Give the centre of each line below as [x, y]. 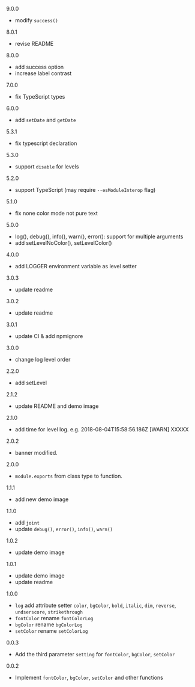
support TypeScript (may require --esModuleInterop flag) [85, 190]
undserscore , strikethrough [49, 612]
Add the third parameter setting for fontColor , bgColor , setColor [95, 654]
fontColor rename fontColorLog [54, 618]
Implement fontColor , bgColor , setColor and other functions [89, 677]
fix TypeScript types [40, 97]
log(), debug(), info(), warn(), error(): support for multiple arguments [99, 236]
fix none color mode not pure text [56, 213]
